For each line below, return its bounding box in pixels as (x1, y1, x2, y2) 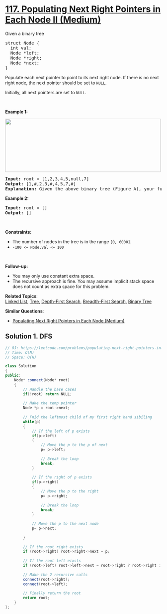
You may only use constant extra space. (12, 273, 95, 279)
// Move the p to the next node (31, 521, 99, 526)
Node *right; (10, 55, 42, 61)
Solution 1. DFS (5, 332, 53, 341)
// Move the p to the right (40, 489, 99, 494)
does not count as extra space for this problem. (12, 283, 110, 290)
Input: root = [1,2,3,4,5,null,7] (5, 176, 89, 181)
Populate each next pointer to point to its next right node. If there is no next (5, 74, 159, 80)
